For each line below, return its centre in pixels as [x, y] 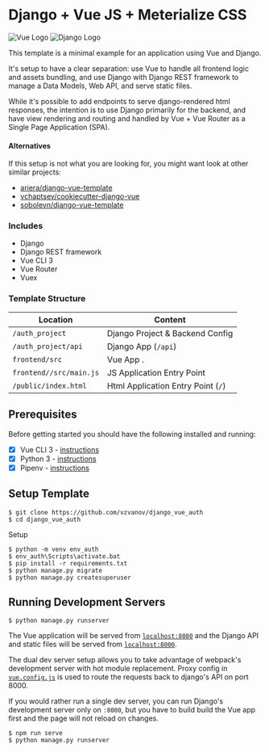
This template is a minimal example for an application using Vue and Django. [135, 53]
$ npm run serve [35, 733]
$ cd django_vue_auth [45, 519]
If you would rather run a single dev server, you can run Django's [116, 701]
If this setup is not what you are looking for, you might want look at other [128, 164]
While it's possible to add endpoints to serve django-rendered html [120, 101]
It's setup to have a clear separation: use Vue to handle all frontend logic [129, 68]
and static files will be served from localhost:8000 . [93, 645]
